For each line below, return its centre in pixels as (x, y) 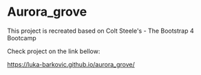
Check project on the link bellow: (54, 51)
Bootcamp (22, 37)
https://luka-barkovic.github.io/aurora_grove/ (71, 64)
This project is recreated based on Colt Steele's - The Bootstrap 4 (100, 31)
